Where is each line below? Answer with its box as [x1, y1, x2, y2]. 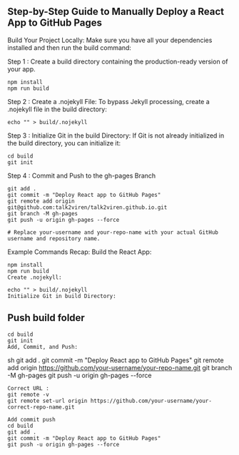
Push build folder [7, 312, 86, 324]
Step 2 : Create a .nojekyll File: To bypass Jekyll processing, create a [7, 97, 210, 106]
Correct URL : [7, 384, 50, 392]
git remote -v [7, 391, 50, 398]
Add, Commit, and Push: [7, 343, 78, 350]
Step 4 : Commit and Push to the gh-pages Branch [7, 171, 156, 180]
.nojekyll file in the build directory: [7, 105, 107, 113]
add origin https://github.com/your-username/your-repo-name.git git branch [7, 363, 233, 372]
